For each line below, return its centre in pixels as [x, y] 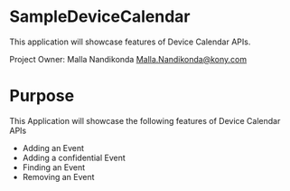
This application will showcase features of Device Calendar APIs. [130, 42]
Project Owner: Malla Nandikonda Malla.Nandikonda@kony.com [128, 59]
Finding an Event [54, 167]
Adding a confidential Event [74, 158]
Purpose [42, 96]
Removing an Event [58, 177]
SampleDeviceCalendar [100, 17]
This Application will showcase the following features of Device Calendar [145, 120]
